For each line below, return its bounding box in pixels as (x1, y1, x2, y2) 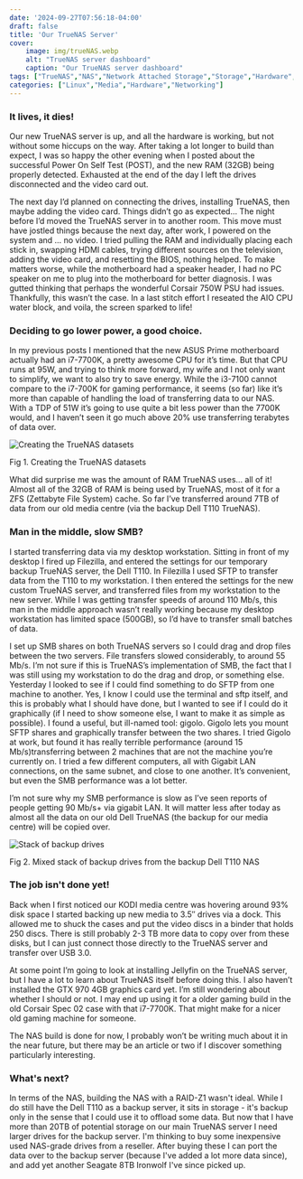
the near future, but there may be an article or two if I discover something (9, 1040, 282, 1051)
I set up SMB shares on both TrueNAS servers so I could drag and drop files (9, 641, 291, 651)
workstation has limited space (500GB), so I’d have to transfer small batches (9, 613, 293, 624)
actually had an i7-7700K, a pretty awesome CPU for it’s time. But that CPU (9, 354, 289, 366)
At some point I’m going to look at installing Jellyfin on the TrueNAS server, (9, 964, 288, 976)
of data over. (9, 422, 57, 433)
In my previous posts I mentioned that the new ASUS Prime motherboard (9, 345, 280, 356)
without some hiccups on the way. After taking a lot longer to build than (9, 140, 275, 151)
